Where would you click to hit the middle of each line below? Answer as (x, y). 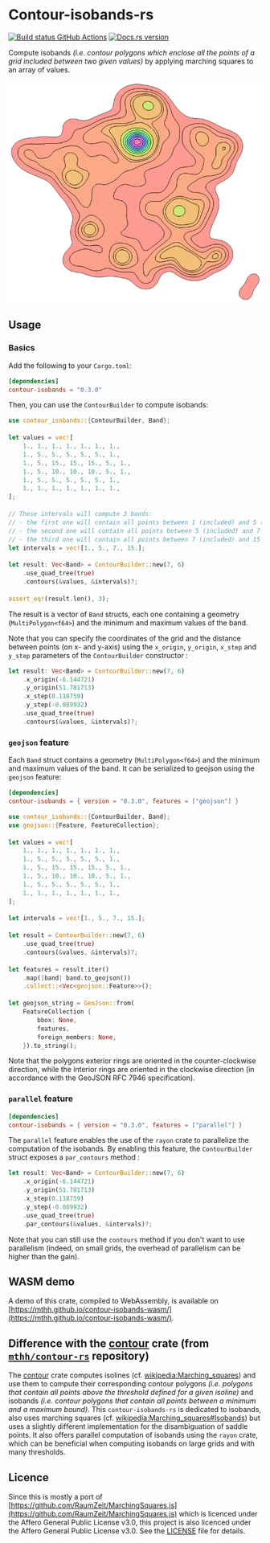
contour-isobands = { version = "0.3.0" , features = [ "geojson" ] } (124, 801)
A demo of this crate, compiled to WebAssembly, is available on (114, 1301)
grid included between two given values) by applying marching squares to (131, 61)
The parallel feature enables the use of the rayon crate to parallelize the (129, 1140)
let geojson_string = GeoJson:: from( (72, 1003)
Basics (22, 348)
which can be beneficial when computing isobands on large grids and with (132, 1443)
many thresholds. (37, 1452)
